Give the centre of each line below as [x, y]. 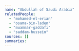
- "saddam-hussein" [29, 32]
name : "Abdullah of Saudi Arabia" [40, 9]
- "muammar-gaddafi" [30, 28]
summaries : [16, 41]
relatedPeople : [20, 14]
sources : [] [17, 37]
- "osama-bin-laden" [30, 23]
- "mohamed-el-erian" [31, 18]
